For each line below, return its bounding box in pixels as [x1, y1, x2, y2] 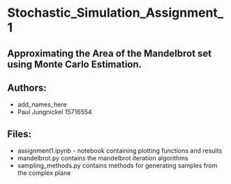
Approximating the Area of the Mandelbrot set [7, 47, 212, 59]
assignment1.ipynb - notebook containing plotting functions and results [17, 146, 223, 155]
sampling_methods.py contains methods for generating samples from [17, 162, 218, 170]
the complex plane [17, 169, 71, 177]
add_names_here [17, 100, 68, 109]
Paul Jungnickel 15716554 [17, 108, 92, 116]
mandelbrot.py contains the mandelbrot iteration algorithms [17, 154, 188, 162]
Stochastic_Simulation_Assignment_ [7, 5, 224, 21]
